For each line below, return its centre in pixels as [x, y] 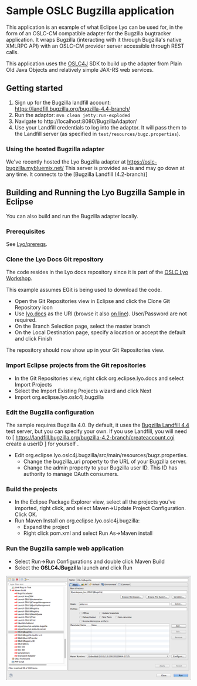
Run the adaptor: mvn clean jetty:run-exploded [72, 115]
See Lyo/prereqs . [27, 244]
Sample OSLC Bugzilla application [90, 11]
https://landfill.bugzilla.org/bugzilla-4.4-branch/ [72, 109]
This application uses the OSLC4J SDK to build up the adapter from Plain [94, 64]
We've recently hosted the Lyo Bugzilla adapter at [66, 162]
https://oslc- [142, 162]
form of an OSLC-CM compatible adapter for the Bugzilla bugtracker [89, 33]
